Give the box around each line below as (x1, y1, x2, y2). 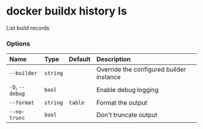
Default (68, 55, 91, 64)
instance (96, 73, 121, 81)
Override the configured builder (96, 65, 186, 74)
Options (6, 39, 30, 48)
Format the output (96, 99, 147, 107)
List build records (6, 24, 50, 31)
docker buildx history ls (6, 4, 127, 18)
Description (96, 55, 131, 64)
